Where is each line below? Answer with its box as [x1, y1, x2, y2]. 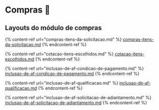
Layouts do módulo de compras [5, 24, 102, 32]
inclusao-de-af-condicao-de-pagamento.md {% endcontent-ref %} [5, 71, 140, 77]
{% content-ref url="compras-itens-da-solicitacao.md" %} [5, 36, 122, 42]
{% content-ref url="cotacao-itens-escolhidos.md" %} [5, 51, 114, 57]
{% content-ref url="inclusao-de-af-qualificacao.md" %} [5, 80, 118, 86]
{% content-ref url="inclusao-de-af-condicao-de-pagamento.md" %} [5, 65, 144, 71]
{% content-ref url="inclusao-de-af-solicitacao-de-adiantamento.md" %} [5, 94, 152, 100]
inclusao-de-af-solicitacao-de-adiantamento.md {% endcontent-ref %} [5, 100, 147, 106]
